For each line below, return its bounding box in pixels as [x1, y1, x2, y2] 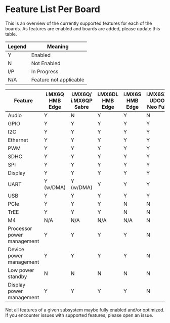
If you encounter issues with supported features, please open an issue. [5, 312, 153, 318]
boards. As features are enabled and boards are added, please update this [5, 25, 160, 31]
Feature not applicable [31, 76, 84, 83]
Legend [8, 43, 27, 50]
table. [5, 31, 17, 37]
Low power [8, 266, 34, 273]
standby [8, 273, 27, 280]
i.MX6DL [97, 90, 119, 98]
